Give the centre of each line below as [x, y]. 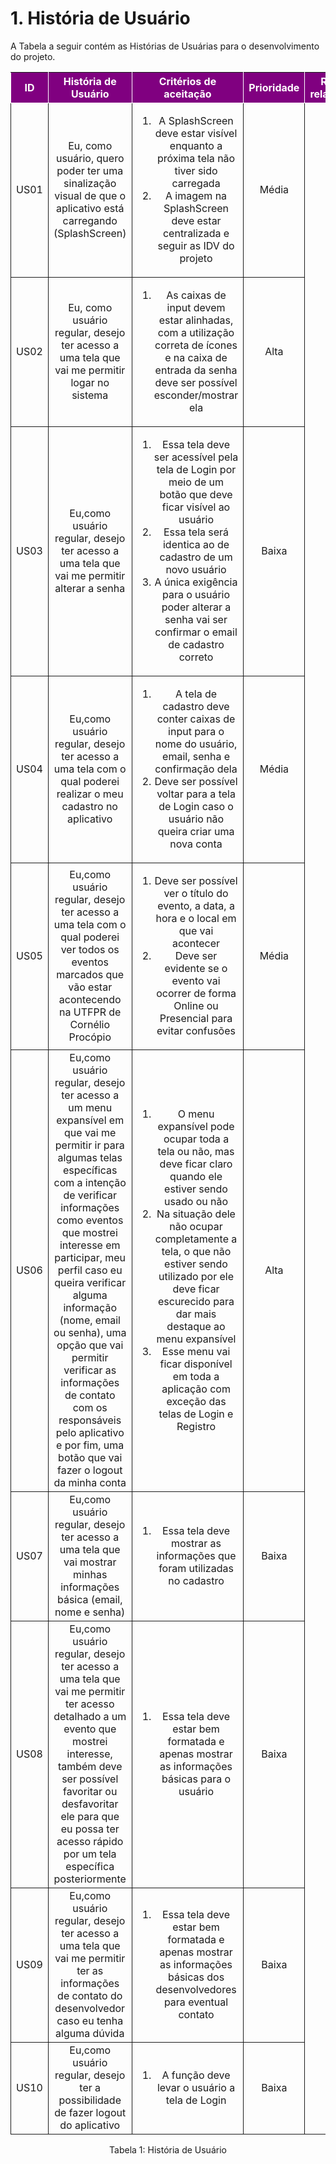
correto [196, 657]
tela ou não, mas [196, 1151]
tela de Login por [196, 469]
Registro [196, 1426]
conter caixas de [196, 719]
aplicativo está [90, 208]
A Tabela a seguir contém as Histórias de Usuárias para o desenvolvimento [165, 46]
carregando [90, 220]
